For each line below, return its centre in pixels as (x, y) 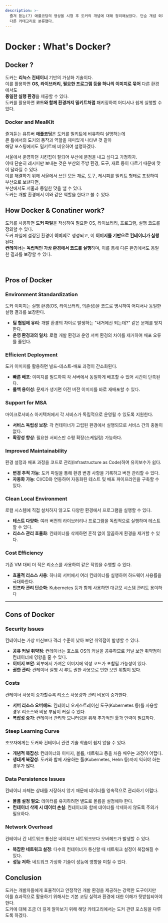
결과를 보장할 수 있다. (31, 254)
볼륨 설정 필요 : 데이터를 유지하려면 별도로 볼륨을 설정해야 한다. (73, 801)
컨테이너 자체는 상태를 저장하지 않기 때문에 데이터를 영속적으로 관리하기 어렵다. (82, 790)
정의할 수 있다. (19, 229)
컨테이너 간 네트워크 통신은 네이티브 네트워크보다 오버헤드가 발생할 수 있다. (78, 838)
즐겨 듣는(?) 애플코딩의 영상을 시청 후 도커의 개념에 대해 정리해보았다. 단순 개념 (83, 16)
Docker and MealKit (30, 122)
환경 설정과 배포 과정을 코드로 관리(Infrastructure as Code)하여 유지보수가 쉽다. (83, 463)
